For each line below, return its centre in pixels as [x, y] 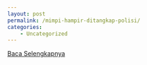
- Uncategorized [44, 34]
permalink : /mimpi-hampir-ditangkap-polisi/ [74, 20]
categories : [25, 27]
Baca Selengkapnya [36, 54]
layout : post [27, 14]
